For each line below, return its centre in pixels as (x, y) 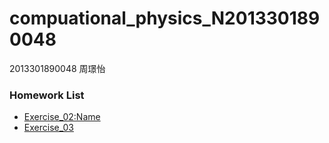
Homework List (47, 95)
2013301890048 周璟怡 (57, 68)
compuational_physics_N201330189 (165, 18)
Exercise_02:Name (62, 117)
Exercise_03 (48, 128)
